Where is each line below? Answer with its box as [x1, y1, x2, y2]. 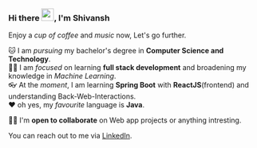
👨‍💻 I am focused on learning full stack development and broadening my [8, 63, 247, 72]
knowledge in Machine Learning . [8, 72, 117, 81]
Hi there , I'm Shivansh [8, 12, 110, 23]
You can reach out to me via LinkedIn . [8, 131, 132, 141]
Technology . [8, 54, 51, 64]
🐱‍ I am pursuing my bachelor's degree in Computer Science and [8, 46, 224, 56]
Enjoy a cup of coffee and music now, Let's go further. [8, 30, 187, 40]
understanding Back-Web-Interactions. [8, 92, 136, 101]
